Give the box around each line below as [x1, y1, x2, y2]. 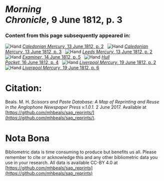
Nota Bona [5, 132, 50, 144]
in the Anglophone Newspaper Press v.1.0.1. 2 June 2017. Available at [5, 104, 146, 110]
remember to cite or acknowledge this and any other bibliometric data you [5, 154, 158, 160]
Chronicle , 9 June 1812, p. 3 [5, 14, 122, 26]
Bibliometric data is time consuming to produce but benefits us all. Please [5, 149, 156, 155]
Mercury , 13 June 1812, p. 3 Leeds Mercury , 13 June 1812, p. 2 [5, 49, 152, 55]
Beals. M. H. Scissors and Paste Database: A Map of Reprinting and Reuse [5, 99, 159, 105]
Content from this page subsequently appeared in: [5, 32, 131, 39]
